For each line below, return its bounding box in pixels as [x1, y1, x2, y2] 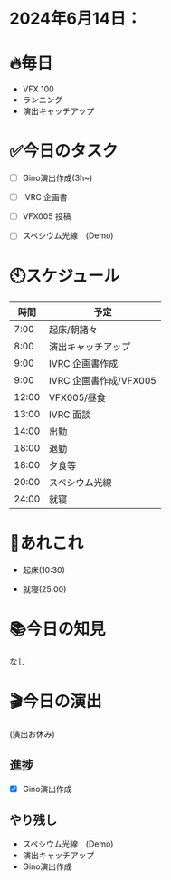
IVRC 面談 [48, 408, 91, 421]
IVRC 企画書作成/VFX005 [48, 375, 157, 387]
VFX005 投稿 [22, 211, 71, 222]
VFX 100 [22, 83, 54, 95]
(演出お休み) [9, 729, 56, 740]
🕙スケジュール [9, 265, 120, 286]
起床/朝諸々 [48, 323, 98, 336]
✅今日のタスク [9, 141, 119, 161]
